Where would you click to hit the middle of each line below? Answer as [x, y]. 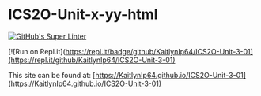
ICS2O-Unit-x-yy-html [83, 15]
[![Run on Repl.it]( [37, 51]
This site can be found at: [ [52, 75]
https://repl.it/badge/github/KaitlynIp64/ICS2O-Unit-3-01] [159, 51]
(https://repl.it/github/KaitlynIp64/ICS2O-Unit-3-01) [92, 60]
